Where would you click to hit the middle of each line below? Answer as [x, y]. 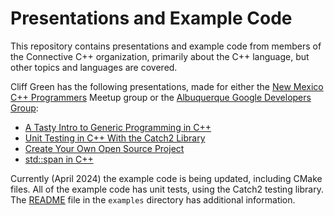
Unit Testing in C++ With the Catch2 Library [115, 138]
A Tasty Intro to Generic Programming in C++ [118, 127]
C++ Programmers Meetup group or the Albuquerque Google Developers [161, 97]
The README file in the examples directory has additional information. [153, 199]
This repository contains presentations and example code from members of [166, 46]
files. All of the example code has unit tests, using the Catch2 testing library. [167, 189]
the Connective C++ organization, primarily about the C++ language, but [160, 56]
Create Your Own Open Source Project [104, 148]
